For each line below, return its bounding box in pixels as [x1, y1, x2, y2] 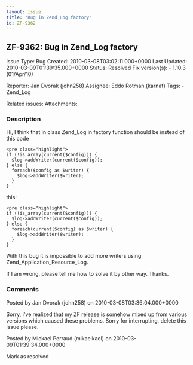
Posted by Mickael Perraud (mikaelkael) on [6, 334, 112, 342]
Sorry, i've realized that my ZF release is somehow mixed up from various [6, 311, 187, 318]
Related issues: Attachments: [6, 100, 78, 108]
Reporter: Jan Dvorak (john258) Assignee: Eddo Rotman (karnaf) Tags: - [6, 82, 185, 90]
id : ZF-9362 [6, 20, 36, 26]
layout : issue [6, 8, 42, 15]
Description [6, 115, 41, 123]
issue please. [6, 323, 39, 330]
